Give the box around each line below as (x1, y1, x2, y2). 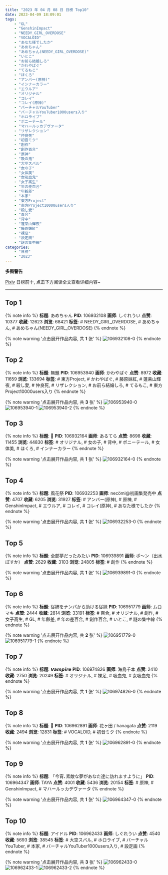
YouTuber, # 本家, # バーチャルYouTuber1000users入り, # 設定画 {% (5, 843, 145, 849)
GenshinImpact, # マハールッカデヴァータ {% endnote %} (5, 786, 124, 792)
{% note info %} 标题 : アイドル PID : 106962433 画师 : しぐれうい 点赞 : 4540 (5, 830, 160, 836)
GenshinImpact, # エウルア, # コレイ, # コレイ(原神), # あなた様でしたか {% (5, 503, 161, 509)
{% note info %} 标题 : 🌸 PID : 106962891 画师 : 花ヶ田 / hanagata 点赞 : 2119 (5, 722, 157, 728)
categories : (5, 245, 30, 250)
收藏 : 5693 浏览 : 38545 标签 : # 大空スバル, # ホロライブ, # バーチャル (5, 837, 148, 843)
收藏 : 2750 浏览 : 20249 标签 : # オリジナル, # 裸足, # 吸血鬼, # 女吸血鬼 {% (5, 672, 158, 678)
